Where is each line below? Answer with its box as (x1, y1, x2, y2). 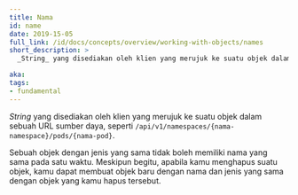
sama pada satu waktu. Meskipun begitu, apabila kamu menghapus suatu (9, 156, 278, 167)
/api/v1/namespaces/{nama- (135, 121, 235, 131)
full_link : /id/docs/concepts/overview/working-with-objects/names (9, 37, 264, 47)
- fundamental (9, 86, 62, 96)
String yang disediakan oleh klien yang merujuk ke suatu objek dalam (9, 111, 263, 121)
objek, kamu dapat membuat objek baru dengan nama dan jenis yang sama (9, 166, 284, 176)
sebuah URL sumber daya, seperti (9, 121, 134, 131)
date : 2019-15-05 (9, 29, 74, 38)
